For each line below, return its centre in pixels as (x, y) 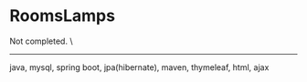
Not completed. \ (41, 41)
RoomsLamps (63, 16)
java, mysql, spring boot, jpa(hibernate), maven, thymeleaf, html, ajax (139, 67)
